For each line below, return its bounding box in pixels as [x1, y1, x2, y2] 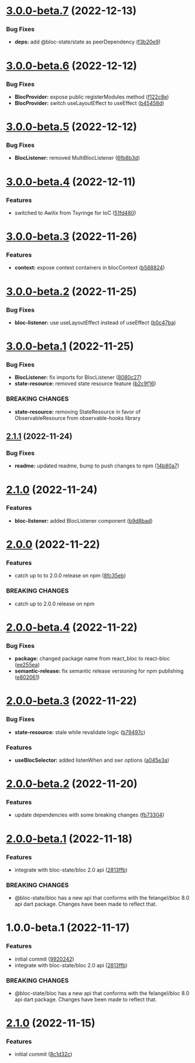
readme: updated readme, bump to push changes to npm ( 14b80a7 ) [14, 462, 180, 469]
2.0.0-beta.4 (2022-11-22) [6, 621, 138, 634]
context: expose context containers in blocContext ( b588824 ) [14, 264, 165, 271]
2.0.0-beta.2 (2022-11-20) [6, 777, 138, 790]
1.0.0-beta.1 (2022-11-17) [6, 921, 130, 934]
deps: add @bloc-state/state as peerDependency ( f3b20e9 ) [14, 38, 161, 45]
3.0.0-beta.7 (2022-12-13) [6, 4, 137, 18]
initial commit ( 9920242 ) [14, 956, 74, 963]
